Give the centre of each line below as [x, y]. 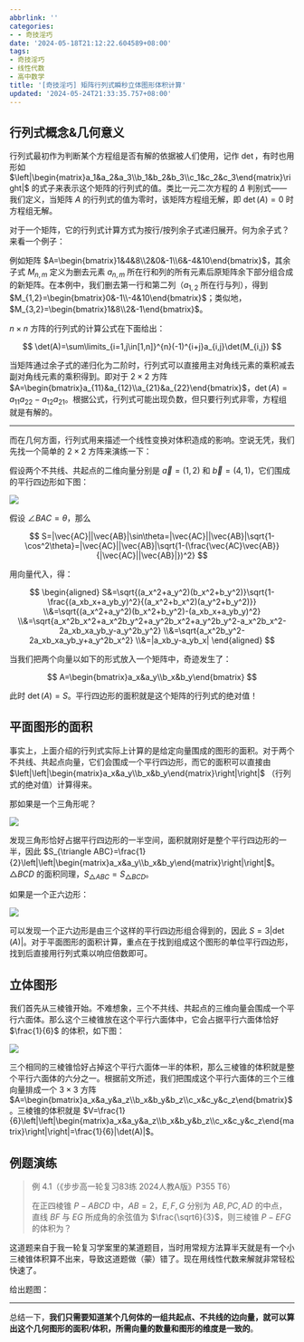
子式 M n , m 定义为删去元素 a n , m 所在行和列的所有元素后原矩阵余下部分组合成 [152, 273]
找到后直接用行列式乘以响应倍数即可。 [81, 954]
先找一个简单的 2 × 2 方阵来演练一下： [81, 451]
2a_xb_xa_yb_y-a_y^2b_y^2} [110, 630]
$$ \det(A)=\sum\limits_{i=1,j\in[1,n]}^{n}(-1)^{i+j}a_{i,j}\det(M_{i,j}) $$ [152, 346]
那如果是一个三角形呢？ [53, 803]
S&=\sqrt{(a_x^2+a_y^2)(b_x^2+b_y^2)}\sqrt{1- [188, 592]
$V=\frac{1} [104, 1111]
